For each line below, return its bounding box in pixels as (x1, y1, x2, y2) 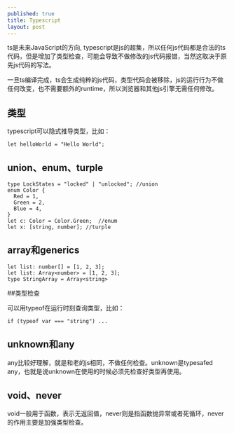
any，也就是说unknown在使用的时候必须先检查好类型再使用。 (7, 367, 186, 376)
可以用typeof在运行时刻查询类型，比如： (7, 303, 125, 312)
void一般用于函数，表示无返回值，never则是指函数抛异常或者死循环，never (7, 409, 224, 418)
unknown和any (7, 338, 75, 350)
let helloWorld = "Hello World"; (7, 141, 105, 148)
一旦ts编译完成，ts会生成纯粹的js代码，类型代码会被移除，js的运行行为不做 (7, 76, 224, 84)
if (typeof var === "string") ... (7, 317, 109, 324)
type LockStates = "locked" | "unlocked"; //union (7, 181, 158, 188)
